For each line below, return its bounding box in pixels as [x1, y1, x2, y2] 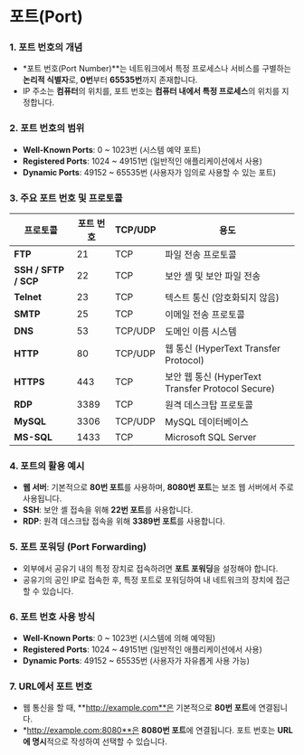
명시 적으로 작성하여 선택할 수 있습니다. [31, 736, 167, 747]
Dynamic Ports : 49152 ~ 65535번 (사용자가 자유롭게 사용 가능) [22, 655, 251, 665]
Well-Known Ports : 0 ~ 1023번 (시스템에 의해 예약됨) [22, 632, 216, 643]
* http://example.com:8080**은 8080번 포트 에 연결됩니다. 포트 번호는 [22, 725, 276, 736]
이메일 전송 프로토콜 [165, 308, 246, 321]
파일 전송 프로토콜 [165, 249, 237, 261]
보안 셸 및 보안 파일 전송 [165, 270, 261, 283]
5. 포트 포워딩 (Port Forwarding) [9, 541, 147, 553]
